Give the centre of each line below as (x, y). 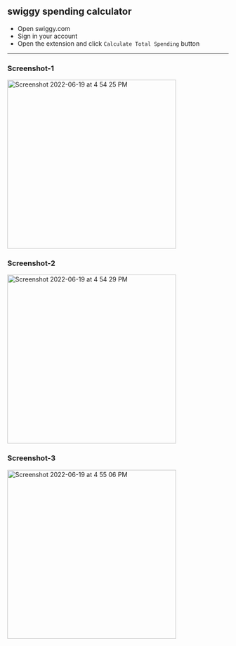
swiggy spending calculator (70, 12)
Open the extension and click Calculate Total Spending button (109, 43)
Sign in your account (47, 36)
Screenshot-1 (31, 68)
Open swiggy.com (44, 28)
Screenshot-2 (31, 263)
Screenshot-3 (32, 458)
